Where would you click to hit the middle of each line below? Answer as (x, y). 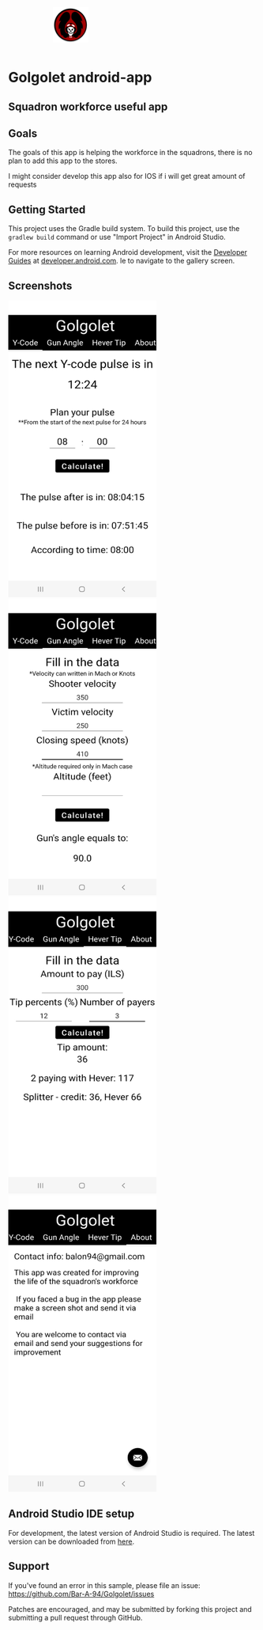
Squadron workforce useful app (88, 106)
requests (23, 184)
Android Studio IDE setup (71, 1514)
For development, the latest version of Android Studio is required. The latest (131, 1533)
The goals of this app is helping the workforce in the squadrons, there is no (130, 153)
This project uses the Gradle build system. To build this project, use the (124, 229)
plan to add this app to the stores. (63, 161)
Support (29, 1566)
